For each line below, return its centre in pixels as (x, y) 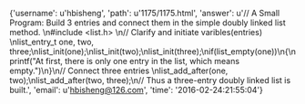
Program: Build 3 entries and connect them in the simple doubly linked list (148, 23)
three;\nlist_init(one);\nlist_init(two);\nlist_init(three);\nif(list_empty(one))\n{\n (153, 52)
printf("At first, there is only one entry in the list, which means (124, 61)
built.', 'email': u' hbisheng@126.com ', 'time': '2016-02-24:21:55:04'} (137, 90)
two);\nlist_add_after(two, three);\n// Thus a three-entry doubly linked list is (150, 80)
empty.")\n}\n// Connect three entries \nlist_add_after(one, (119, 71)
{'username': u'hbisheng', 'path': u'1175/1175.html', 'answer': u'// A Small (145, 13)
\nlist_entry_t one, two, (51, 42)
